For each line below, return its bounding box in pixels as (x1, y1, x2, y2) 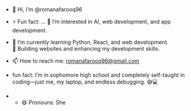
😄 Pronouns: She (21, 99, 66, 106)
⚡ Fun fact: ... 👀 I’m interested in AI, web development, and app (12, 18, 171, 25)
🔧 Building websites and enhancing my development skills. (12, 45, 160, 52)
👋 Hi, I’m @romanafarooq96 (12, 6, 83, 13)
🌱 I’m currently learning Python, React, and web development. (12, 38, 169, 46)
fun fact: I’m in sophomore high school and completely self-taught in (12, 71, 185, 79)
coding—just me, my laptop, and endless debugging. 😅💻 (12, 78, 158, 85)
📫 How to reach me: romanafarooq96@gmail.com (12, 57, 140, 64)
